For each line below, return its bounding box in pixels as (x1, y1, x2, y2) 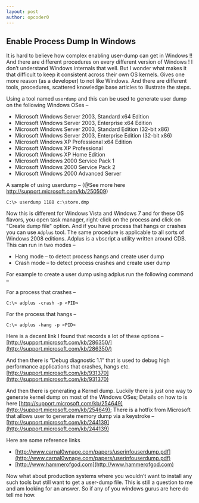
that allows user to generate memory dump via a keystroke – (6, 413, 155, 420)
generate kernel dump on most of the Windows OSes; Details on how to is (6, 393, 188, 401)
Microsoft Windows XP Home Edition (14, 151, 105, 158)
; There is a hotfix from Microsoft (110, 406, 191, 414)
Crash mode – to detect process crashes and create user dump (14, 260, 170, 267)
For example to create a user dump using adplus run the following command (6, 271, 194, 278)
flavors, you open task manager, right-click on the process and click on (6, 216, 181, 223)
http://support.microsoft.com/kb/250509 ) (6, 188, 108, 195)
